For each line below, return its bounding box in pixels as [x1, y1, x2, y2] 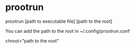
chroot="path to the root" [5, 37, 59, 44]
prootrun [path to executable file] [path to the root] [5, 18, 112, 24]
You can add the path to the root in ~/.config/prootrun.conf [5, 28, 130, 34]
